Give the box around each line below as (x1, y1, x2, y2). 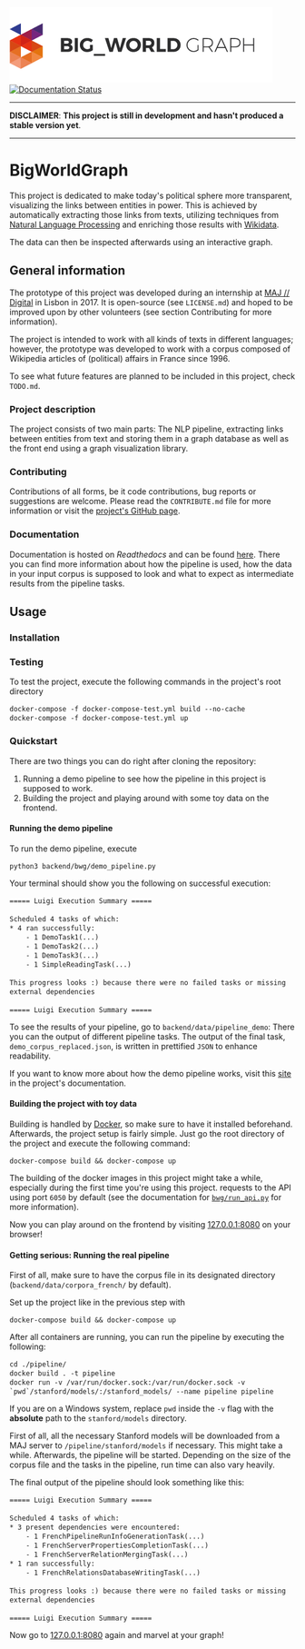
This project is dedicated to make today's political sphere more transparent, (9, 190, 292, 201)
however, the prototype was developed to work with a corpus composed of (9, 343, 290, 354)
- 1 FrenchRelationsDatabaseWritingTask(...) (25, 1568, 202, 1578)
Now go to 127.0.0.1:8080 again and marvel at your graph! (9, 1630, 224, 1641)
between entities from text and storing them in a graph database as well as (9, 433, 289, 444)
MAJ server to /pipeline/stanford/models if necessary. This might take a (9, 1440, 283, 1451)
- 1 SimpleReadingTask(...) (25, 959, 132, 969)
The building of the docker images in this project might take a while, (9, 1172, 263, 1183)
